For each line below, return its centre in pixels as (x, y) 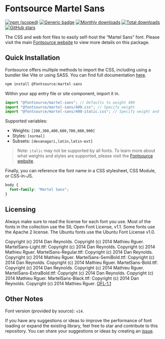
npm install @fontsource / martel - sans (44, 84)
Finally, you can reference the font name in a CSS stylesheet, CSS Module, (81, 171)
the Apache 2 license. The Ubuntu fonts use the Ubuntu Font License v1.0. (80, 232)
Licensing (20, 209)
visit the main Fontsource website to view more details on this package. (77, 42)
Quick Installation (33, 58)
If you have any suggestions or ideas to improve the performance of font (79, 320)
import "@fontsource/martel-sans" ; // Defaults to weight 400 (70, 102)
